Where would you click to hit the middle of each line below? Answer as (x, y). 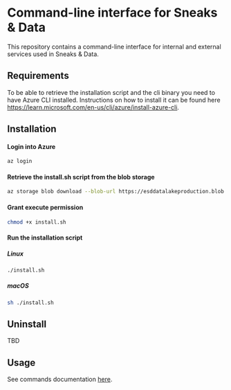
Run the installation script (45, 238)
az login (20, 161)
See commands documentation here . (60, 380)
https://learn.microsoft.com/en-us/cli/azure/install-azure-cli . (93, 107)
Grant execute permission (45, 207)
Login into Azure (31, 146)
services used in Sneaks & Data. (53, 54)
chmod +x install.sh (37, 222)
